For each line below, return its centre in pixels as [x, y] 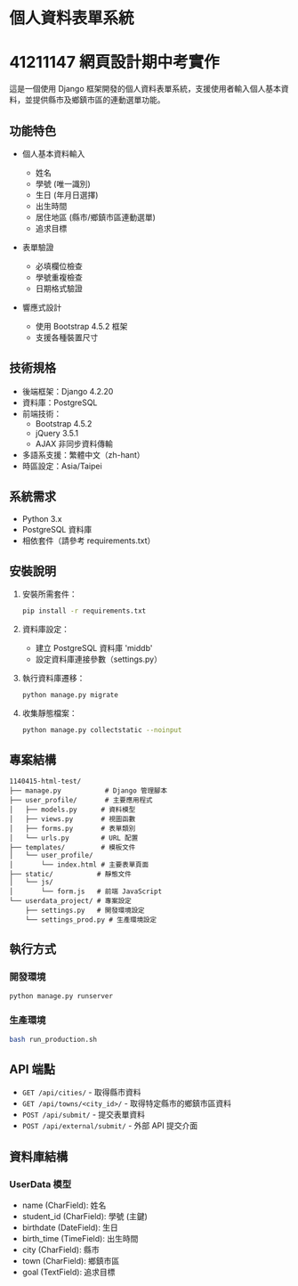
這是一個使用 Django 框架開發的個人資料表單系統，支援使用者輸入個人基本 [145, 89]
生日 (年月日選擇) [67, 195]
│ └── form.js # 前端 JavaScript [86, 891]
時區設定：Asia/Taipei [62, 466]
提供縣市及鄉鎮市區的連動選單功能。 [99, 100]
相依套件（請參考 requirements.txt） [89, 541]
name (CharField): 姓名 [64, 1205]
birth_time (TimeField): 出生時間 [80, 1239]
